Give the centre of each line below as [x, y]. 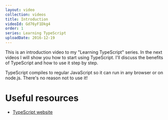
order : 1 [14, 29]
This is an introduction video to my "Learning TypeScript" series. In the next [84, 52]
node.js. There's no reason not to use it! [47, 78]
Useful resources [42, 98]
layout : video [20, 10]
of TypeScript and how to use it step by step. [52, 63]
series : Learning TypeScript [36, 33]
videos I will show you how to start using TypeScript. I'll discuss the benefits [84, 57]
